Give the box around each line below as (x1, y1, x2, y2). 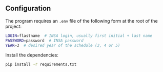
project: (5, 23, 22, 29)
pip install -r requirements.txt (5, 62, 77, 67)
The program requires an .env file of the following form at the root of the (5, 17, 158, 24)
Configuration (5, 4, 51, 13)
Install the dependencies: (5, 52, 59, 58)
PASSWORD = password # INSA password (5, 38, 84, 43)
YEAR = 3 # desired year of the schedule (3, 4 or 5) (5, 43, 120, 48)
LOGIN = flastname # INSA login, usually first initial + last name (5, 33, 153, 38)
